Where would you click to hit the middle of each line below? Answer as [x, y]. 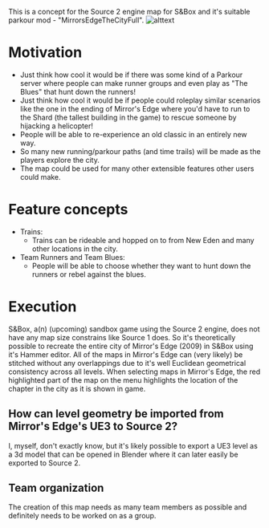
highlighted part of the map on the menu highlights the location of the [123, 380]
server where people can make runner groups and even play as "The [134, 83]
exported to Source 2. [45, 463]
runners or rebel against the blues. [89, 274]
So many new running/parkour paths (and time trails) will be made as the [140, 151]
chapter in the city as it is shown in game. [77, 388]
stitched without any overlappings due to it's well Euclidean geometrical [127, 363]
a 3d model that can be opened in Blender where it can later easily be [123, 454]
